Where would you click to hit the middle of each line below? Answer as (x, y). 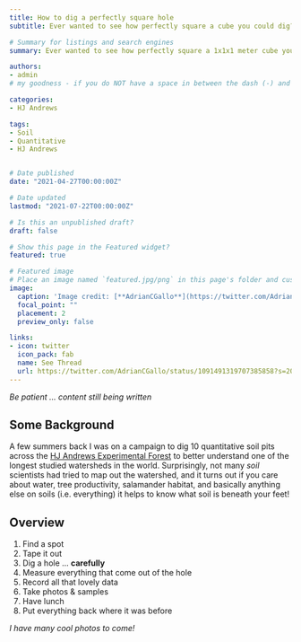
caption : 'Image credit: (64, 296)
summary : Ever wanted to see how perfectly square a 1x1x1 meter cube (144, 50)
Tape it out (42, 554)
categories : (31, 100)
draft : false (34, 231)
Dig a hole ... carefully (64, 563)
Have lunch (43, 602)
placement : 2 (42, 313)
